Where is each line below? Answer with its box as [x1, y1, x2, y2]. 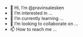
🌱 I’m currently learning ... [10, 15, 64, 21]
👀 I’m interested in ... [10, 10, 53, 16]
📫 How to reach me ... [10, 26, 57, 32]
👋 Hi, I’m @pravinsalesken [10, 5, 64, 10]
